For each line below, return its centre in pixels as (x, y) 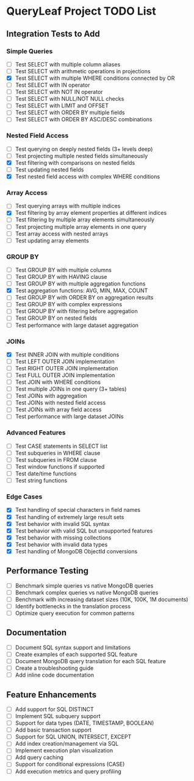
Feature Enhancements (51, 695)
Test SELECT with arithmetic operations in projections (83, 71)
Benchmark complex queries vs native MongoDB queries (87, 592)
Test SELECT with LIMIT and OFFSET (62, 106)
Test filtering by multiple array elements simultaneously (84, 220)
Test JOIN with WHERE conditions (58, 382)
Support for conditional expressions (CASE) (70, 765)
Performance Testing (48, 571)
